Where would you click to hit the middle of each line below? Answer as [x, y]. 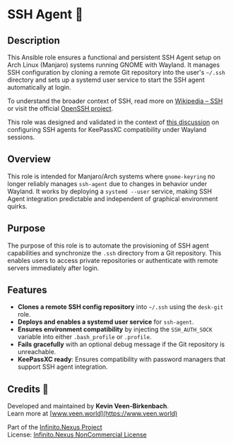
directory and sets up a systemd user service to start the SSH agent [106, 80]
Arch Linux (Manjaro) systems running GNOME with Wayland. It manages [114, 65]
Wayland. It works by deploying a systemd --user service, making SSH [110, 191]
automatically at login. [40, 87]
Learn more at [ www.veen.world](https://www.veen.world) [92, 414]
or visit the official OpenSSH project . [60, 108]
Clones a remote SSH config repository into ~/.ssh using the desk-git [120, 307]
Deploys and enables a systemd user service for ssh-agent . [106, 322]
